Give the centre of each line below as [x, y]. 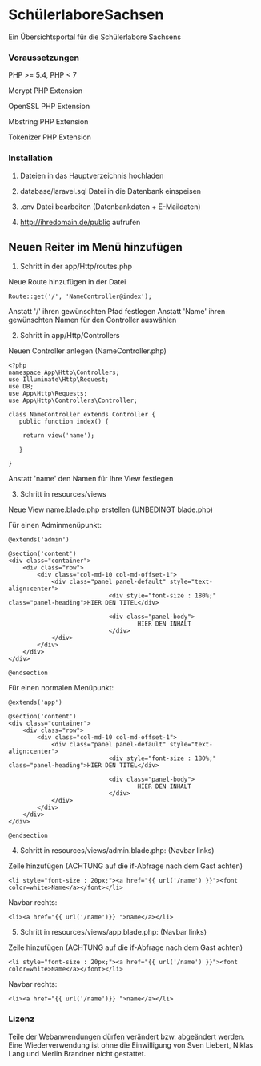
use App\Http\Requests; [48, 394]
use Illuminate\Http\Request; [59, 380]
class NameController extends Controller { [82, 415]
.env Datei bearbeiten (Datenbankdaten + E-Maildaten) [110, 207]
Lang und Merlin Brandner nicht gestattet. [77, 1053]
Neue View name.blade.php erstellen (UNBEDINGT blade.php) [111, 509]
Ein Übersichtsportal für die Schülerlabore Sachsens [95, 37]
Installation [31, 158]
